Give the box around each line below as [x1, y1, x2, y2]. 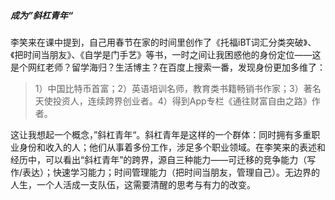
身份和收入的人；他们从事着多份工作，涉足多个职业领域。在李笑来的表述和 [18, 141, 326, 153]
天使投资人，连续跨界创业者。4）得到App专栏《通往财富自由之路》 [34, 95, 312, 107]
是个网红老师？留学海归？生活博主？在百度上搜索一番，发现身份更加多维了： [10, 61, 326, 73]
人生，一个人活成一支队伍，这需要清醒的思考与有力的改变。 [10, 178, 256, 190]
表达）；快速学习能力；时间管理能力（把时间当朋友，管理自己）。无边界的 [22, 166, 321, 178]
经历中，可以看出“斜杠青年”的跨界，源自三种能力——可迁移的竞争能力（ [10, 153, 308, 165]
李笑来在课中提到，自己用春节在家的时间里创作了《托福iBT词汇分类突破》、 [10, 36, 317, 48]
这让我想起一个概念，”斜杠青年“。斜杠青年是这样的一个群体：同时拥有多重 [10, 128, 312, 140]
